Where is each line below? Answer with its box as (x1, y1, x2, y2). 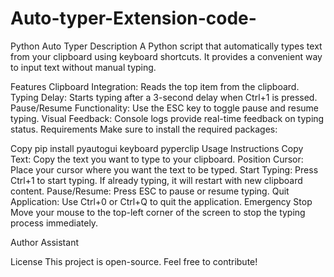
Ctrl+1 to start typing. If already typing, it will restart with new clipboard (10, 174, 303, 186)
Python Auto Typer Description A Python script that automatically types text (10, 40, 323, 52)
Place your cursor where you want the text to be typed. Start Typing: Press (10, 163, 319, 176)
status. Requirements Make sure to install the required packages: (10, 123, 278, 135)
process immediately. (10, 217, 99, 229)
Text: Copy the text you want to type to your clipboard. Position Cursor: (10, 153, 304, 165)
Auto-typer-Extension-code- (10, 7, 257, 30)
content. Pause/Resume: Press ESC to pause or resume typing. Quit (10, 185, 290, 197)
